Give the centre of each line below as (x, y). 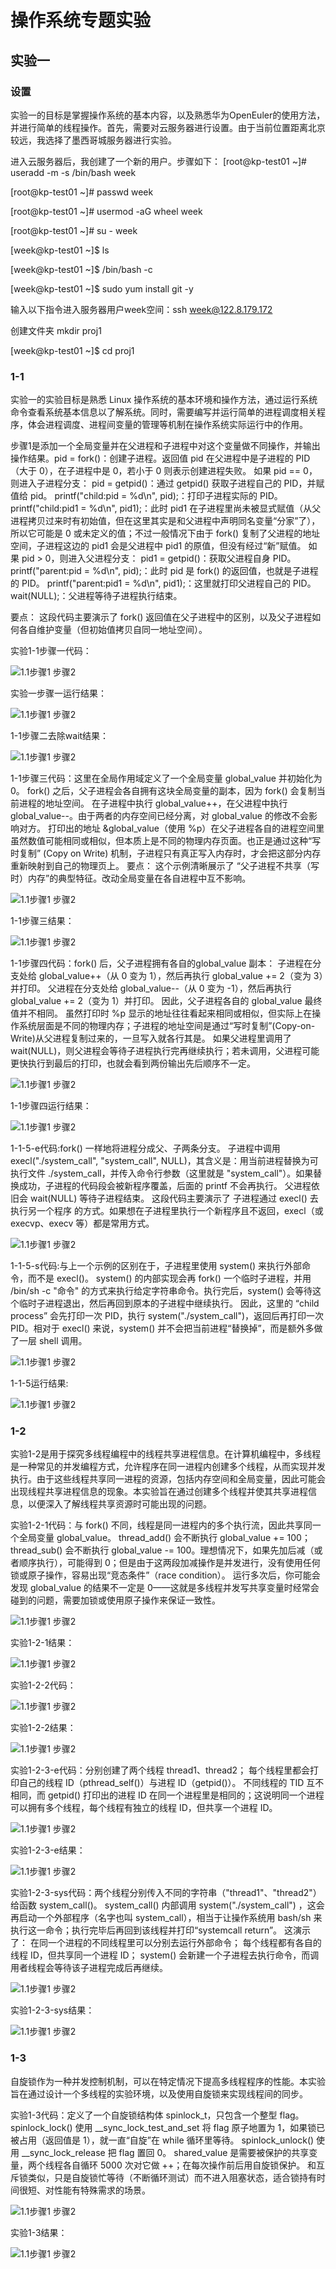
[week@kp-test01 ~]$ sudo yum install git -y (102, 288)
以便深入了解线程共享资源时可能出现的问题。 (119, 1504)
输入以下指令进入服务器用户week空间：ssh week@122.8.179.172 (141, 309)
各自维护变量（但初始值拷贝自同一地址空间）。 (113, 630)
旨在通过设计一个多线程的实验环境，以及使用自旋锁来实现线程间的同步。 (159, 2093)
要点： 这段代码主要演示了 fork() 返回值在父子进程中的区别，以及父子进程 (161, 617)
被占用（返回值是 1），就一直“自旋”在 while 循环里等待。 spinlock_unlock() (162, 2140)
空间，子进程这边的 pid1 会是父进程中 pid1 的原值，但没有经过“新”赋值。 (158, 546)
